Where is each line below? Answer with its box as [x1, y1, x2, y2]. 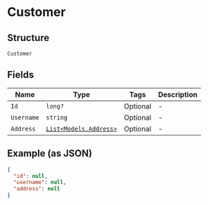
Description [158, 90, 198, 99]
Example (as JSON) [7, 147, 92, 160]
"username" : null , [13, 179, 67, 186]
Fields [7, 69, 35, 81]
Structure [7, 32, 50, 44]
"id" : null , [13, 172, 49, 179]
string [46, 113, 68, 122]
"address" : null [13, 186, 60, 192]
